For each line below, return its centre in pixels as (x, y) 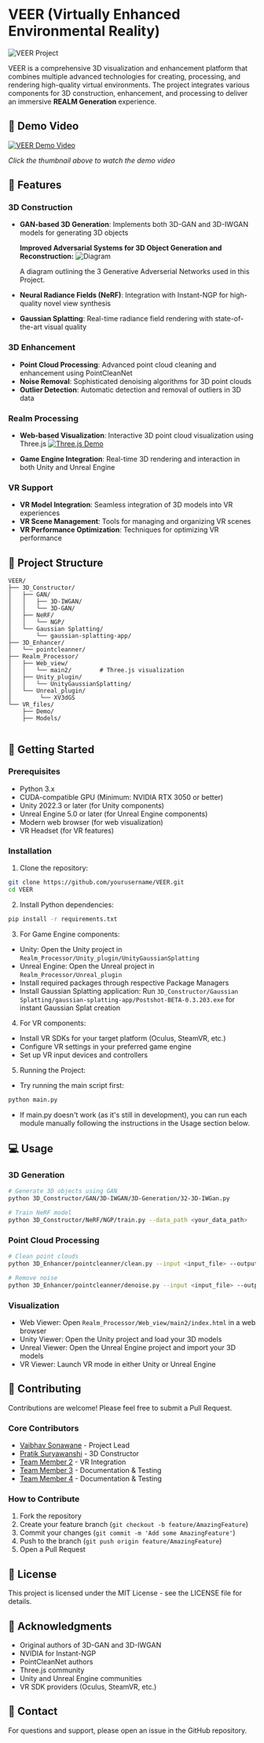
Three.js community (52, 1670)
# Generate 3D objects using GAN (63, 1192)
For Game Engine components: (70, 934)
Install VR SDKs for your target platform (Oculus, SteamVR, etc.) (123, 1038)
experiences (40, 513)
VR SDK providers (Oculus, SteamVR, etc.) (88, 1686)
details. (20, 1602)
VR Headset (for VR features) (67, 830)
